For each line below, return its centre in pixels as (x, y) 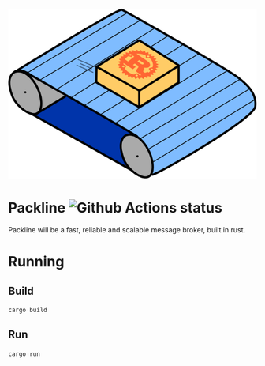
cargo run (24, 354)
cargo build (28, 310)
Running (36, 262)
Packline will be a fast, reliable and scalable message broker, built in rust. (127, 230)
